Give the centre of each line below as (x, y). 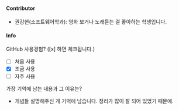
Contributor (21, 8)
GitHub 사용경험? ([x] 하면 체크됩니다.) (51, 49)
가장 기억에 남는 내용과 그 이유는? (44, 88)
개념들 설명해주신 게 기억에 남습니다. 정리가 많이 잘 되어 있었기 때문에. (94, 101)
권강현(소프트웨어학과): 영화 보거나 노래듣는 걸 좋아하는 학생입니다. (91, 22)
